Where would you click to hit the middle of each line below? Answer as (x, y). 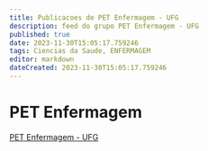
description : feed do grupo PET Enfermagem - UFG (104, 26)
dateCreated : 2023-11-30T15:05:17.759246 (88, 68)
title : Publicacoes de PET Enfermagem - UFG (94, 18)
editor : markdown (42, 59)
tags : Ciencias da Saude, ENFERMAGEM (80, 51)
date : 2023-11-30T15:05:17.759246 (74, 43)
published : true (40, 34)
